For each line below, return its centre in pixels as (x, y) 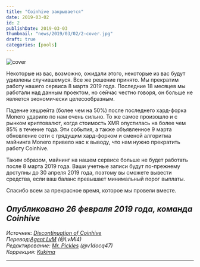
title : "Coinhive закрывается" (45, 12)
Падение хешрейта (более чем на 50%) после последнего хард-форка (96, 110)
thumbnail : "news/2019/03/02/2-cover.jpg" (60, 34)
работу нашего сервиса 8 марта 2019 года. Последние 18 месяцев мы (96, 86)
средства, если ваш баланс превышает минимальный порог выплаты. (96, 179)
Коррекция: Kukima (31, 252)
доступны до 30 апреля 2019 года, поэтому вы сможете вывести (89, 172)
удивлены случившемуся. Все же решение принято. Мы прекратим (93, 80)
